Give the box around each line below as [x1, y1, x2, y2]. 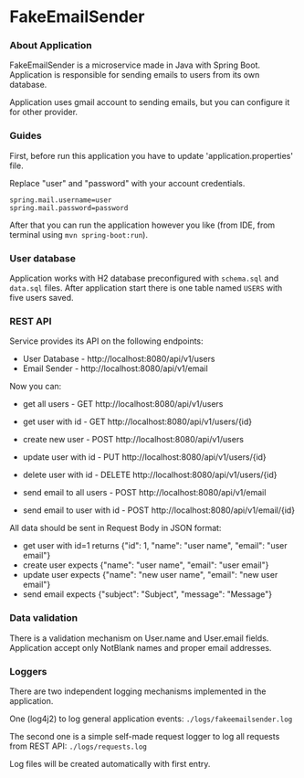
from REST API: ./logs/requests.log [9, 741, 148, 751]
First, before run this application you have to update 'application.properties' [9, 150, 294, 161]
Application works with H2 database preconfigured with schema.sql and [9, 272, 279, 284]
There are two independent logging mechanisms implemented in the [9, 686, 267, 697]
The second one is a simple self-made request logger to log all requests [9, 730, 280, 741]
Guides [9, 130, 43, 143]
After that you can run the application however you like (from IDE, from [9, 219, 276, 230]
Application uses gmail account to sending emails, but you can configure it [9, 97, 290, 108]
